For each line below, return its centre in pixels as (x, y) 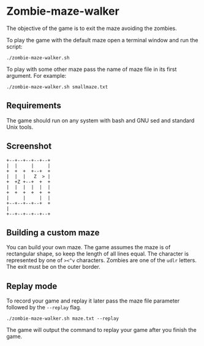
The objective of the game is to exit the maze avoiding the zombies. (92, 28)
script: (14, 47)
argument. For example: (36, 75)
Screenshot (29, 146)
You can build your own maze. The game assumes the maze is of (89, 247)
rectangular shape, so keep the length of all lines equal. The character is (97, 254)
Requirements (34, 106)
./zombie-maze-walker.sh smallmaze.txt (57, 87)
